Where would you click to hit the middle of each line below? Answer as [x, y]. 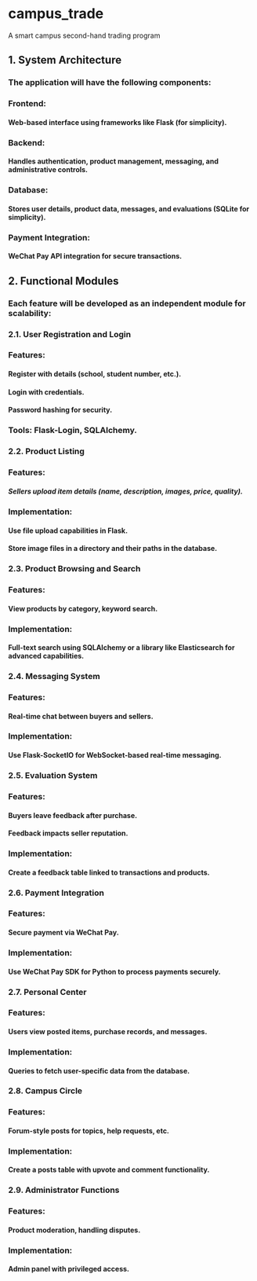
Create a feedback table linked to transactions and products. [109, 872]
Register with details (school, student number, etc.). [95, 374]
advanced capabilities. [46, 656]
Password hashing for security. [60, 410]
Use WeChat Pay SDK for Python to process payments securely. [114, 971]
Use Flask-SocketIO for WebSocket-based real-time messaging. [115, 755]
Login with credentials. [46, 392]
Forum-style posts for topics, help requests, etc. [89, 1131]
